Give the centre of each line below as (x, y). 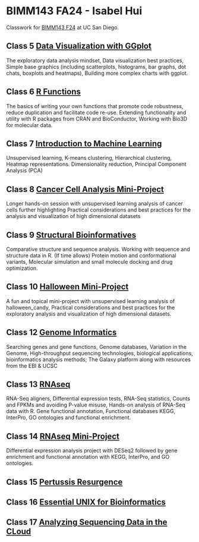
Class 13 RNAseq (38, 385)
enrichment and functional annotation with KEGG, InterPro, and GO (88, 457)
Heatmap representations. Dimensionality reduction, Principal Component (97, 164)
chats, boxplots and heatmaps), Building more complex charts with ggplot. (97, 73)
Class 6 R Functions (44, 92)
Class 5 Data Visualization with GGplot (79, 46)
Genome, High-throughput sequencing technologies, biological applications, (99, 353)
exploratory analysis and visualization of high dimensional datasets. (89, 314)
